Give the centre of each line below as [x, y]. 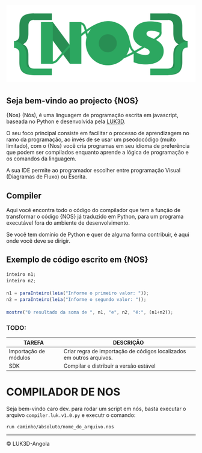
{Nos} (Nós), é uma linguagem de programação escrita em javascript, [92, 115]
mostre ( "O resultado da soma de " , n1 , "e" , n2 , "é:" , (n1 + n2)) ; [90, 312]
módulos [20, 358]
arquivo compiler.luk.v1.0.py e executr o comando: [71, 415]
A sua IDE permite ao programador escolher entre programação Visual [93, 171]
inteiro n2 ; [21, 281]
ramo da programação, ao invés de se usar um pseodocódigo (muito [91, 139]
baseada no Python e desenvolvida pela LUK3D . [66, 121]
